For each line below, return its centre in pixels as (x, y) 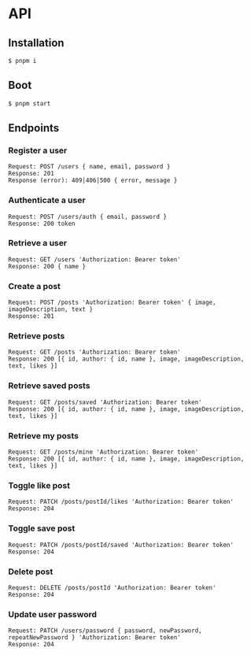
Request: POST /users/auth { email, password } (88, 216)
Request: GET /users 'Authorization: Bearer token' (94, 259)
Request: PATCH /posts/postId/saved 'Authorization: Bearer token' (121, 545)
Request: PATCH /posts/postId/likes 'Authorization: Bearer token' (121, 502)
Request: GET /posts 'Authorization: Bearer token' (94, 352)
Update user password (52, 614)
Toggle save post (42, 528)
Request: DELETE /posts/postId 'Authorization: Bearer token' (112, 587)
